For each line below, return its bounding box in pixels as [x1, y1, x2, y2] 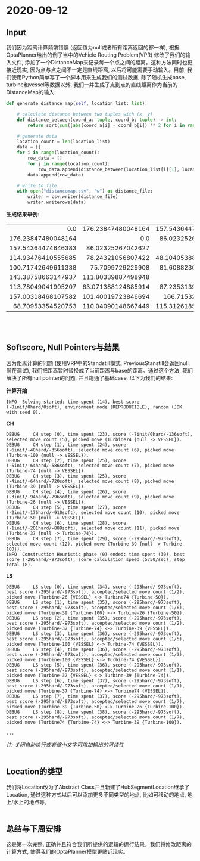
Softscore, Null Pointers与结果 [6, 342, 120, 352]
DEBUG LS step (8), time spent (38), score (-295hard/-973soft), [6, 709, 183, 715]
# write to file [17, 182, 58, 188]
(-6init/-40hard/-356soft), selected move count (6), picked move [6, 447, 174, 453]
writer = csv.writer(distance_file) [27, 194, 118, 200]
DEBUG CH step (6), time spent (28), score [6, 520, 127, 526]
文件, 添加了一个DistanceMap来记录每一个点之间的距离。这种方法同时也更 [11, 59, 193, 66]
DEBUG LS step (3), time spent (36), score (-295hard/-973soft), [6, 630, 183, 637]
